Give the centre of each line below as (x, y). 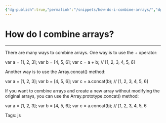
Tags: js (13, 115)
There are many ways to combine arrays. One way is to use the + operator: (82, 52)
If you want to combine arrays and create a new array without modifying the (83, 91)
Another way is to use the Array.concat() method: (55, 72)
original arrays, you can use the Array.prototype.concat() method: (72, 96)
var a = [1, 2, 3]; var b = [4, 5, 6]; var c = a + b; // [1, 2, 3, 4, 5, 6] (70, 62)
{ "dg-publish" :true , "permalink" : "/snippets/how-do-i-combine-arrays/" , (80, 10)
